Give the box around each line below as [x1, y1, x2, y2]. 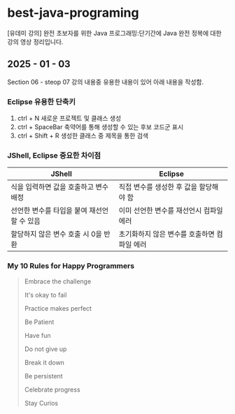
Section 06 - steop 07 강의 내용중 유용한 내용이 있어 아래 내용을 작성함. [7, 77, 204, 86]
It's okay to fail [24, 290, 67, 299]
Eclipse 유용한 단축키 [7, 96, 76, 106]
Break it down [24, 358, 65, 367]
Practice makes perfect [24, 304, 92, 312]
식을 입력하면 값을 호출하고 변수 [10, 182, 109, 192]
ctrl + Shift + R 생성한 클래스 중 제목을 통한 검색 [17, 131, 149, 140]
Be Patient [24, 318, 55, 326]
